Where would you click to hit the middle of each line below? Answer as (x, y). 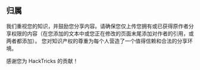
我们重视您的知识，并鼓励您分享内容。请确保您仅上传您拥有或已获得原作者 (97, 26)
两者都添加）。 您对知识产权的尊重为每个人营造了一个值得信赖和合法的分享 (97, 41)
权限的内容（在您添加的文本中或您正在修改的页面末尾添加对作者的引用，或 (102, 33)
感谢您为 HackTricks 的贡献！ (42, 61)
